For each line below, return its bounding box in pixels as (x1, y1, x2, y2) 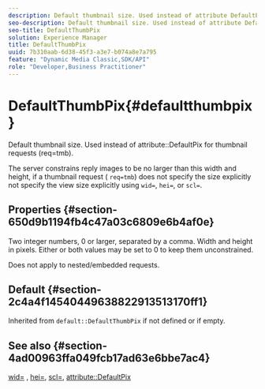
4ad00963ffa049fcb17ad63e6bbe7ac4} (8, 351, 211, 365)
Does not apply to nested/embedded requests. (8, 260, 160, 269)
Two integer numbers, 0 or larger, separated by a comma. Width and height (8, 236, 253, 245)
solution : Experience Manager (8, 33, 108, 42)
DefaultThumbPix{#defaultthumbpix (8, 96, 252, 114)
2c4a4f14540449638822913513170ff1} (8, 295, 208, 309)
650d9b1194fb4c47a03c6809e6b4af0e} (8, 215, 215, 229)
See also (8, 339, 51, 352)
